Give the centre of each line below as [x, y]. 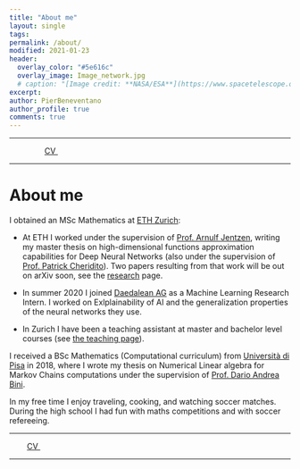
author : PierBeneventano [55, 100]
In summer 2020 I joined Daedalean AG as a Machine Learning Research [156, 293]
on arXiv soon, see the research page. [92, 276]
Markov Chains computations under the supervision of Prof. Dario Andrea [144, 375]
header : [24, 59]
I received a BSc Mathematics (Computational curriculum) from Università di [150, 356]
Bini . [17, 384]
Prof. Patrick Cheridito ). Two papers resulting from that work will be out [153, 266]
